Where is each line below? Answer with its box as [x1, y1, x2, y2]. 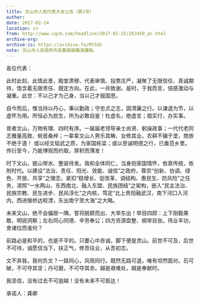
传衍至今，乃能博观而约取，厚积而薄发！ [6, 147, 105, 154]
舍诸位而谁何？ [6, 224, 43, 231]
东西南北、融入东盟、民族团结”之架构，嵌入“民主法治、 [55, 182, 190, 189]
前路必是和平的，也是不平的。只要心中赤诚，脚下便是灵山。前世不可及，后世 [6, 237, 194, 244]
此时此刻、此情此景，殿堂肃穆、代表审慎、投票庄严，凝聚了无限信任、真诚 [6, 77, 189, 84]
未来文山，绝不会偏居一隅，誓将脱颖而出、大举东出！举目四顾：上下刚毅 [6, 209, 183, 216]
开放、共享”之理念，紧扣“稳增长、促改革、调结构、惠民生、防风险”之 [16, 174, 186, 181]
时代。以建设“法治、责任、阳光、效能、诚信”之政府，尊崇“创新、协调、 [11, 167, 186, 174]
